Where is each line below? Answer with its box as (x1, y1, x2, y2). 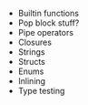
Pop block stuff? (17, 17, 80, 28)
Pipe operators (17, 27, 74, 37)
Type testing (17, 86, 65, 96)
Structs (17, 57, 45, 67)
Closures (17, 37, 53, 47)
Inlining (17, 76, 46, 86)
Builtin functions (17, 8, 80, 18)
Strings (17, 47, 45, 58)
